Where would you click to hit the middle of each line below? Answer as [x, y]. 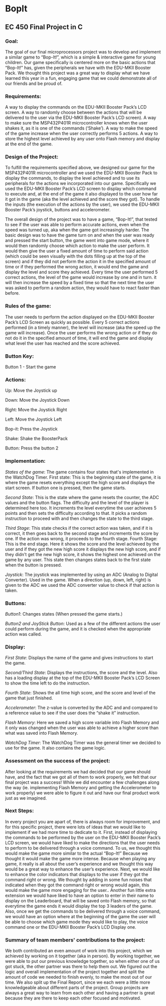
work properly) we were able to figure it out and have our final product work [82, 793]
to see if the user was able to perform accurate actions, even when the [77, 225]
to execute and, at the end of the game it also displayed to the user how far [82, 194]
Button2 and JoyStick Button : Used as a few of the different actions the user [83, 624]
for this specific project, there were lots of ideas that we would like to [75, 827]
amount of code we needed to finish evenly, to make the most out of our [79, 977]
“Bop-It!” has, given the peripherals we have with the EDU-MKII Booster [78, 67]
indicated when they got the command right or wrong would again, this [77, 885]
